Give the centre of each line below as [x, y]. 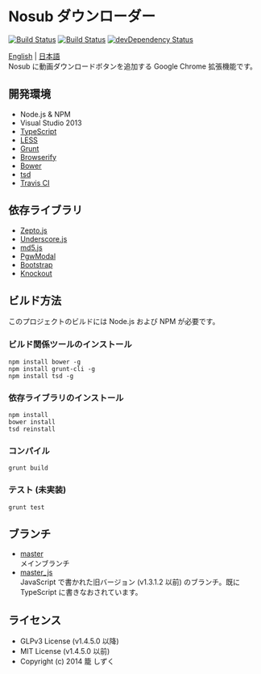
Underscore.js [43, 238]
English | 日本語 [34, 56]
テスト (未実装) [37, 490]
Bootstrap [36, 264]
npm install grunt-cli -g [52, 369]
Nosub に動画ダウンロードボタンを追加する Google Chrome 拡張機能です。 [133, 66]
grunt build [28, 468]
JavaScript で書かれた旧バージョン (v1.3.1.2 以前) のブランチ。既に [130, 582]
